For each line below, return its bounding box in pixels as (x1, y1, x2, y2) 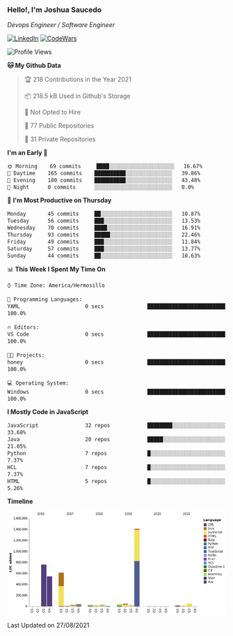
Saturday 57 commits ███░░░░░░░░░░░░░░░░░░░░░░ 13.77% (7, 246, 200, 253)
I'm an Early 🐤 (7, 149, 48, 157)
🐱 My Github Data (7, 61, 61, 70)
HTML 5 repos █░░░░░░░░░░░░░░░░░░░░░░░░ (7, 478, 226, 485)
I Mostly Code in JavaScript (7, 408, 89, 416)
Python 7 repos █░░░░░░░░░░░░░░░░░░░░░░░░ (7, 450, 226, 457)
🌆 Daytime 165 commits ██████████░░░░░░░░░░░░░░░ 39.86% (7, 170, 200, 177)
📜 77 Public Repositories (24, 121, 95, 130)
